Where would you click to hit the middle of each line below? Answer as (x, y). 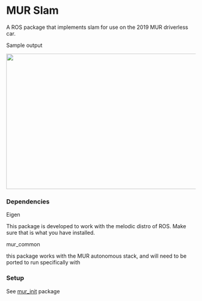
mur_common (23, 244)
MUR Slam (32, 11)
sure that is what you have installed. (50, 233)
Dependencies (28, 201)
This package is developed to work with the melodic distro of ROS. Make (96, 226)
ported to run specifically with (43, 262)
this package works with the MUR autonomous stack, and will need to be (96, 256)
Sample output (24, 45)
